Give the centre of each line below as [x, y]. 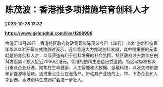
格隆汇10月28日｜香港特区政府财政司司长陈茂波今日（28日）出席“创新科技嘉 [81, 43]
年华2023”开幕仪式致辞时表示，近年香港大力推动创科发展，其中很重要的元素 [81, 49]
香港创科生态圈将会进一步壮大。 [54, 79]
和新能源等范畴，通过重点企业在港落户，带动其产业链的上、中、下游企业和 [79, 73]
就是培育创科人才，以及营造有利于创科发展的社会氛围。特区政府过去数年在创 [81, 55]
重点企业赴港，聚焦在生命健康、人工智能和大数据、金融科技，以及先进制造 [83, 67]
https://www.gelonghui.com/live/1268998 [49, 33]
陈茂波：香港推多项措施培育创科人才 [77, 10]
